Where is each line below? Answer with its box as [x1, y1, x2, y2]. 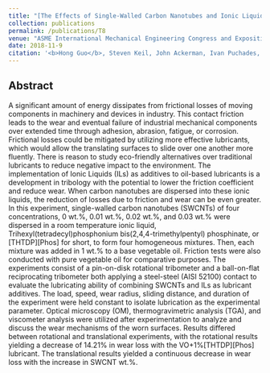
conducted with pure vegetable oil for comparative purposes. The [8, 255, 227, 264]
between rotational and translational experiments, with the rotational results [8, 331, 259, 341]
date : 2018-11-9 [8, 42, 63, 50]
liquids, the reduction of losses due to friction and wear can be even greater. [8, 194, 262, 204]
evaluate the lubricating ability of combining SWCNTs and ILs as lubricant [8, 280, 252, 290]
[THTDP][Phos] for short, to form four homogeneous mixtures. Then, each [8, 237, 255, 247]
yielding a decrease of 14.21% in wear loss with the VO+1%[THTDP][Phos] [8, 340, 255, 350]
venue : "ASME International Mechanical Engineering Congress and [8, 34, 231, 43]
